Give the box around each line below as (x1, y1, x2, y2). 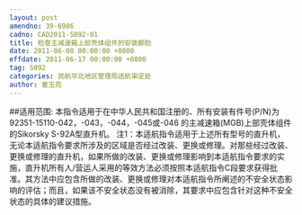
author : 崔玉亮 (9, 80, 62, 89)
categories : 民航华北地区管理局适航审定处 (9, 72, 152, 81)
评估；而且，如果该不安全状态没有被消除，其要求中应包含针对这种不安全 (24, 184, 293, 195)
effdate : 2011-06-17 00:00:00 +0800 (9, 55, 147, 64)
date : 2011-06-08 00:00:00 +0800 (9, 47, 135, 56)
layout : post (9, 13, 58, 22)
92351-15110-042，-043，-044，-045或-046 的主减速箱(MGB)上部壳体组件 (9, 117, 292, 128)
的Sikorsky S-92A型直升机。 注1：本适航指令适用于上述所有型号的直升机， (9, 128, 286, 139)
